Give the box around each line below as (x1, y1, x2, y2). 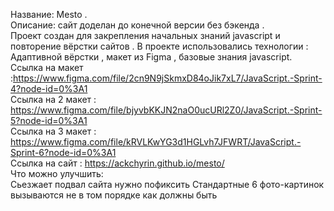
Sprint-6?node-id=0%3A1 (10, 147, 117, 158)
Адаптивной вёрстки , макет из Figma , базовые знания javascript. (10, 51, 293, 63)
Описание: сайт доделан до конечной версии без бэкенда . (10, 19, 265, 31)
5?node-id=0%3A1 (10, 115, 88, 126)
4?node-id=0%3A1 (10, 83, 88, 94)
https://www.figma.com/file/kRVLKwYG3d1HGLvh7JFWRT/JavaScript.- (10, 136, 302, 148)
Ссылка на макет (10, 62, 84, 73)
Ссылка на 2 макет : (10, 94, 97, 105)
